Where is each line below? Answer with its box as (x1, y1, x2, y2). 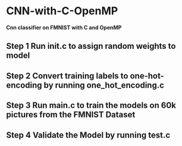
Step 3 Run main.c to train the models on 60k (6, 100, 177, 111)
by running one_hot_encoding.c (43, 80, 165, 90)
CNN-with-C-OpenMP (6, 4, 118, 18)
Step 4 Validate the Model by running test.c (6, 130, 171, 140)
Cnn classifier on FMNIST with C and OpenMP (6, 24, 122, 31)
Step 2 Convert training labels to (6, 70, 128, 81)
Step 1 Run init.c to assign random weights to (6, 41, 176, 51)
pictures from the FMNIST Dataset (6, 110, 136, 120)
